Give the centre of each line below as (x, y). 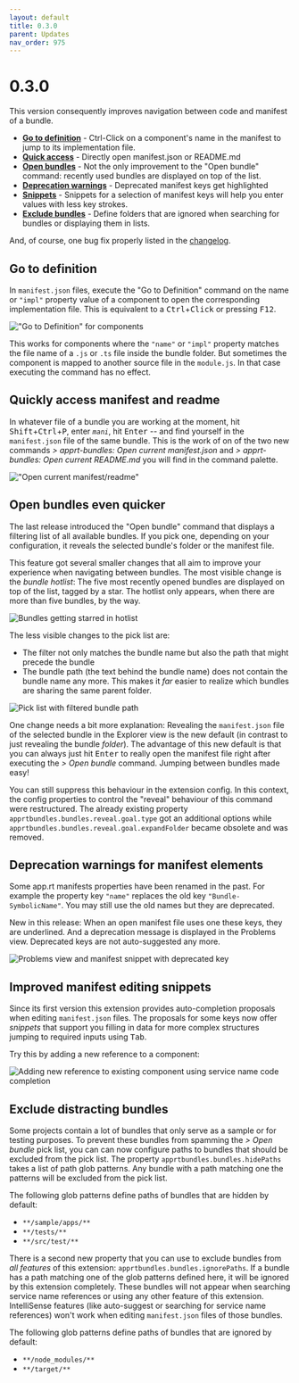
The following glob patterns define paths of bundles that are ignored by (141, 1333)
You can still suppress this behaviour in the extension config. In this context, (149, 790)
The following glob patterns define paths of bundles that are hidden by (139, 1196)
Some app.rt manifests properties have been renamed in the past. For (137, 886)
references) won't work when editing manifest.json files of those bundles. (146, 1315)
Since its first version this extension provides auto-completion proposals (142, 1008)
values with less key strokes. (75, 204)
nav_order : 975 (37, 42)
